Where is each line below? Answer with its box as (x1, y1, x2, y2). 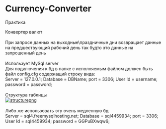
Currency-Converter (5, 3, 92, 14)
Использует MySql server (5, 60, 59, 66)
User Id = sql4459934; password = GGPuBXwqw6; (5, 118, 110, 124)
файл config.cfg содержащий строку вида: (5, 71, 95, 77)
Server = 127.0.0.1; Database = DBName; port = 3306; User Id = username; (5, 76, 158, 82)
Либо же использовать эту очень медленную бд (5, 107, 109, 114)
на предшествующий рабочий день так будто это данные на (5, 44, 134, 50)
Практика (5, 19, 26, 25)
